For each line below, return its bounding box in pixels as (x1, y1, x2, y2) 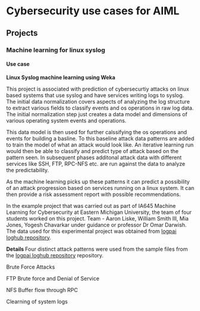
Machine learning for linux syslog (6, 46, 106, 54)
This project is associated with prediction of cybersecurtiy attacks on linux (6, 85, 189, 92)
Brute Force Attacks (6, 263, 56, 270)
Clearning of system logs (6, 298, 68, 305)
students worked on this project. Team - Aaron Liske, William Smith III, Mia (6, 214, 189, 222)
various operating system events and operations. (6, 117, 127, 124)
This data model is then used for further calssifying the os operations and (6, 128, 187, 135)
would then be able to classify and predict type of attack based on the (6, 147, 179, 154)
